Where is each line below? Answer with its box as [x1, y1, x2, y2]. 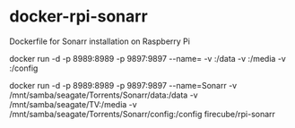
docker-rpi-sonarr [9, 6, 148, 27]
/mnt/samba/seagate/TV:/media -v [9, 98, 137, 109]
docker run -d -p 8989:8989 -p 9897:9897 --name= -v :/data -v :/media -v [9, 53, 287, 64]
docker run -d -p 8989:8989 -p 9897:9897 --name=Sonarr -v [9, 80, 238, 90]
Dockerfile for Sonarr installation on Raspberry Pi [9, 36, 191, 47]
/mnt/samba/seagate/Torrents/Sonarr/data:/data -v [9, 90, 199, 100]
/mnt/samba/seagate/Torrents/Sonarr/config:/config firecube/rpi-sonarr [9, 108, 276, 119]
